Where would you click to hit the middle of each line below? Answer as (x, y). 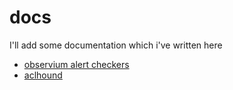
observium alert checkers (76, 64)
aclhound (43, 75)
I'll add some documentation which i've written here (116, 45)
